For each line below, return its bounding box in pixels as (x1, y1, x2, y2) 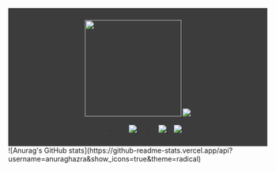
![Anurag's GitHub (8, 146, 67, 155)
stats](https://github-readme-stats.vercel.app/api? (68, 146, 233, 155)
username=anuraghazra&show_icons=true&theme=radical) (8, 154, 202, 163)
